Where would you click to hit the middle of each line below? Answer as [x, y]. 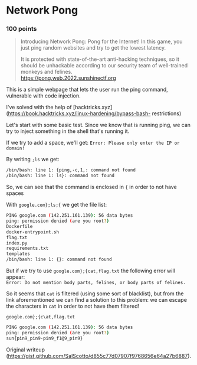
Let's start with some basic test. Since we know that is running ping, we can [98, 125]
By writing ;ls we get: [33, 159]
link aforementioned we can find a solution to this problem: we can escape [97, 300]
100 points [22, 29]
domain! [16, 148]
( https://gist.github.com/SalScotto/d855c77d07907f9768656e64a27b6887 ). [99, 356]
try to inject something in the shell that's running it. [68, 131]
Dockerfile [19, 226]
